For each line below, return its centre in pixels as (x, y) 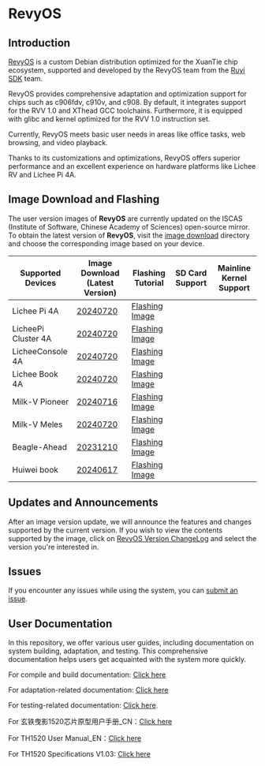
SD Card (191, 273)
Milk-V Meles (37, 424)
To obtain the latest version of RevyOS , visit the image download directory (129, 235)
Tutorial (149, 282)
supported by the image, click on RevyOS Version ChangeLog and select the (132, 538)
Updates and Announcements (84, 503)
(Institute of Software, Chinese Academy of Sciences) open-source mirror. (129, 226)
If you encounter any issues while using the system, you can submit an (123, 590)
